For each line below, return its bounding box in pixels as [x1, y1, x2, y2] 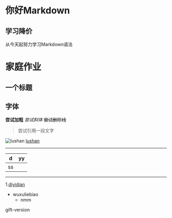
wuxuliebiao [12, 191, 38, 197]
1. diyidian [5, 182, 26, 188]
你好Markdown [5, 5, 70, 16]
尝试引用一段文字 [17, 128, 54, 134]
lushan [25, 138, 40, 144]
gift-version [5, 207, 30, 213]
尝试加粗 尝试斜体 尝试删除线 [5, 116, 67, 123]
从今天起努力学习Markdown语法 [5, 42, 73, 47]
